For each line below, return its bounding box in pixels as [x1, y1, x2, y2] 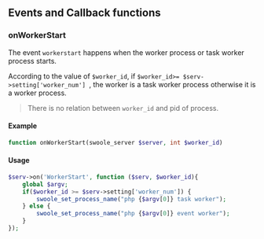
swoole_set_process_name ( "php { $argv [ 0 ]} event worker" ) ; [36, 210, 230, 218]
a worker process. [8, 88, 67, 97]
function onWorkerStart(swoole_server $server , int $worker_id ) [8, 138, 223, 146]
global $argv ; [22, 180, 68, 188]
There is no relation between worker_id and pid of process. [27, 103, 219, 112]
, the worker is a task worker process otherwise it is [89, 79, 256, 89]
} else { [22, 202, 51, 211]
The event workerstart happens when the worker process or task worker [8, 47, 245, 57]
